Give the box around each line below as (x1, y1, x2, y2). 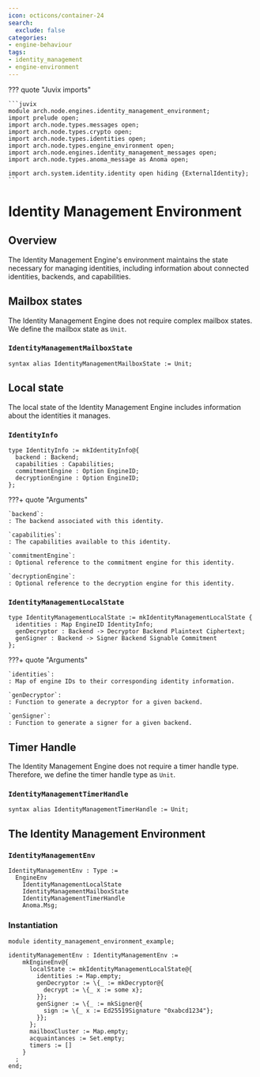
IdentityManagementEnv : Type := (8, 867, 119, 875)
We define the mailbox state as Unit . (8, 324, 127, 333)
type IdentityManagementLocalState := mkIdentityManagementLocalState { (8, 614, 253, 622)
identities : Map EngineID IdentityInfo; (15, 620, 154, 629)
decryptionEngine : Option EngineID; (15, 474, 140, 482)
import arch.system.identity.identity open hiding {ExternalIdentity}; (8, 169, 249, 177)
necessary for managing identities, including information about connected (8, 263, 249, 273)
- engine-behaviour (8, 41, 73, 49)
